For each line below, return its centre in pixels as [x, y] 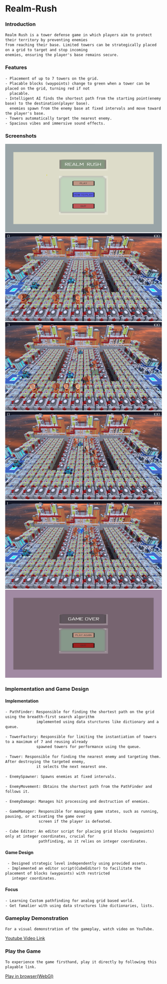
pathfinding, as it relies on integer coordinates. [93, 842]
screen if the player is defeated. [75, 822]
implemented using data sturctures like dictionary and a [98, 722]
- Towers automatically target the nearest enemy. [59, 118]
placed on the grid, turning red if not [48, 88]
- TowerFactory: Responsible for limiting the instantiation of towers [81, 737]
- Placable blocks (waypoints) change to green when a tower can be [78, 83]
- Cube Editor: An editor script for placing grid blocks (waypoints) [80, 832]
